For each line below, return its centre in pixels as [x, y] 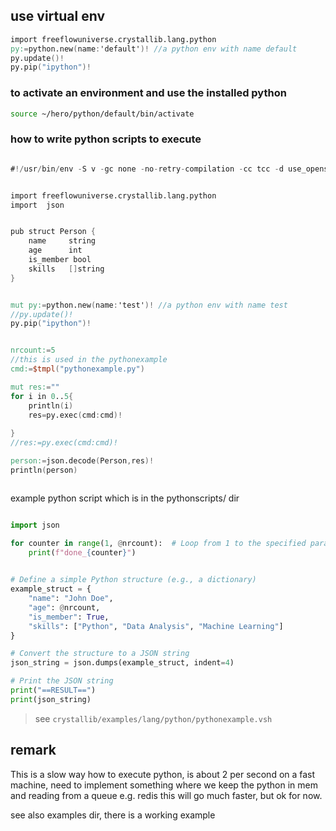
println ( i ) [51, 405]
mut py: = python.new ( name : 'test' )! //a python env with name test [149, 305]
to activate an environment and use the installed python [148, 93]
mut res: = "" [35, 387]
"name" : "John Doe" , [71, 599]
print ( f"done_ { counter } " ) [82, 552]
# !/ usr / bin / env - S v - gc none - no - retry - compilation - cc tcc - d [147, 169]
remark [33, 750]
